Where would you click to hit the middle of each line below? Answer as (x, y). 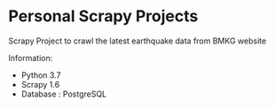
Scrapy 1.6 (40, 84)
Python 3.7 (41, 75)
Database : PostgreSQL (64, 94)
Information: (31, 58)
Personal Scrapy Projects (103, 16)
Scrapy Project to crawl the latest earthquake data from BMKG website (137, 41)
